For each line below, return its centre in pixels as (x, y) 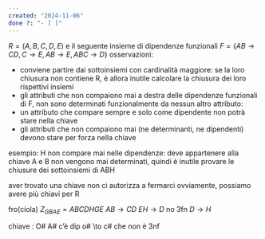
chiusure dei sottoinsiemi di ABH (62, 170)
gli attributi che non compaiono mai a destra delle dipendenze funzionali (138, 95)
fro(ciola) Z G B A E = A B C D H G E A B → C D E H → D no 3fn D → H (110, 210)
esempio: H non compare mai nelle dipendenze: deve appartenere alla (124, 153)
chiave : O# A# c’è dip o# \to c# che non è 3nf (84, 226)
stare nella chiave (49, 120)
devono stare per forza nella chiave (78, 137)
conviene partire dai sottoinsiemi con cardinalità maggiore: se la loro (132, 69)
